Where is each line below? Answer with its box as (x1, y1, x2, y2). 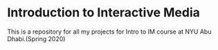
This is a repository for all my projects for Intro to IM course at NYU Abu (7, 27, 212, 36)
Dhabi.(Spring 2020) (7, 34, 66, 42)
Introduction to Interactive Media (7, 5, 201, 21)
